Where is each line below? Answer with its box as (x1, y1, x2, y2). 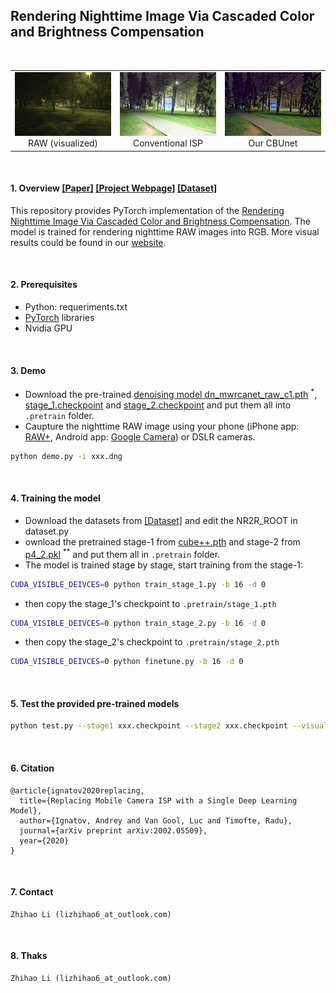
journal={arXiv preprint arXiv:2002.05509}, (19, 825, 208, 836)
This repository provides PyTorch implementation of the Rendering (10, 204, 285, 216)
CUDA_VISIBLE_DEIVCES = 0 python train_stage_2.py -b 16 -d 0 (10, 618, 267, 628)
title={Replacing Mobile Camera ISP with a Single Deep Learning (19, 795, 298, 806)
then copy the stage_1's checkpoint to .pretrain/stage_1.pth (24, 597, 277, 609)
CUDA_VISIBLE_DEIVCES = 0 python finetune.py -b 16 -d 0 (10, 657, 244, 667)
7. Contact (10, 886, 54, 898)
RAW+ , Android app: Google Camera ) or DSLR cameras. (24, 430, 256, 443)
